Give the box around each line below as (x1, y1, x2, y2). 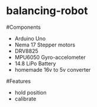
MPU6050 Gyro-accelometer (14, 53, 86, 61)
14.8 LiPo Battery (14, 60, 56, 67)
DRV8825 (14, 47, 38, 54)
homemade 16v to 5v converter (14, 66, 91, 73)
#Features (6, 78, 31, 85)
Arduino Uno (14, 35, 46, 42)
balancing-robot (6, 4, 88, 18)
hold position (14, 89, 47, 96)
